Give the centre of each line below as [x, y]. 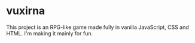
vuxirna [26, 11]
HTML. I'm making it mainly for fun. [50, 33]
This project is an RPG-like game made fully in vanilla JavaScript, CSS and [98, 27]
